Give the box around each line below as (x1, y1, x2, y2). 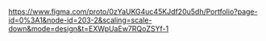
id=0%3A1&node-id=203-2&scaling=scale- (8, 15, 152, 25)
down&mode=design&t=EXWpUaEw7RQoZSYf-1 (8, 24, 169, 33)
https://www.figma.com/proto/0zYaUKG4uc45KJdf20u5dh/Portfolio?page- (8, 7, 258, 16)
